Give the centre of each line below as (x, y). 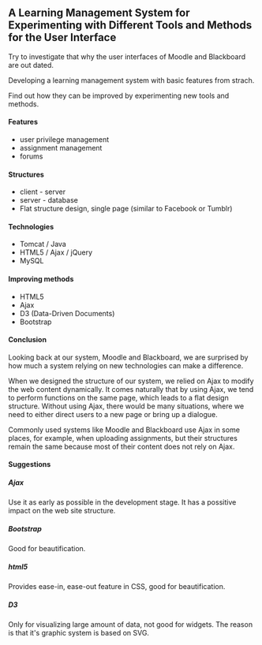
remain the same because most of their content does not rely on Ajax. (122, 446)
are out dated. (31, 65)
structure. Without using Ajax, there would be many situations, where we (126, 406)
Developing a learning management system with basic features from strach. (131, 80)
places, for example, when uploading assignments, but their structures (123, 438)
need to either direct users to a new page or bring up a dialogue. (113, 414)
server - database (49, 200)
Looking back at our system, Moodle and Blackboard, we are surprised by (128, 357)
